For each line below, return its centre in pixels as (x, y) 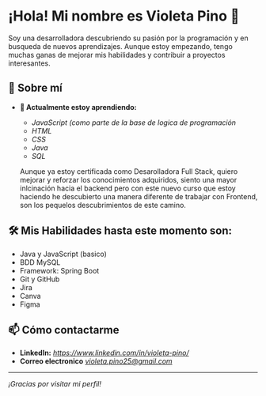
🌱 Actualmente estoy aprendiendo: (78, 107)
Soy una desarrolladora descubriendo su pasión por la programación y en (128, 38)
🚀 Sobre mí (35, 88)
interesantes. (30, 63)
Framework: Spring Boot (59, 270)
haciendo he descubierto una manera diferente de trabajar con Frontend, (139, 196)
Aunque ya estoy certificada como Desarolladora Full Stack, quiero (129, 171)
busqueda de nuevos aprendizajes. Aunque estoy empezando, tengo (121, 46)
